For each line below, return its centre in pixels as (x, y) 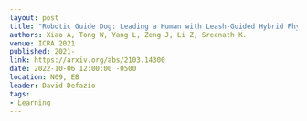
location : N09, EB (44, 77)
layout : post (34, 18)
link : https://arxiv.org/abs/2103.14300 (88, 60)
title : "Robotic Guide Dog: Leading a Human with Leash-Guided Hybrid (147, 26)
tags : (20, 94)
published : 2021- (42, 52)
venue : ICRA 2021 (42, 43)
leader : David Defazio (53, 86)
